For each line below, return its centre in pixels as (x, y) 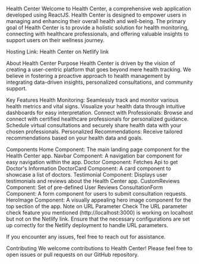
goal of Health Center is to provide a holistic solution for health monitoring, (97, 27)
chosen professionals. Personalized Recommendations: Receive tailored (94, 131)
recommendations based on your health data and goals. (75, 138)
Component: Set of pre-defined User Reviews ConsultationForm (85, 187)
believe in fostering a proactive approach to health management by (88, 76)
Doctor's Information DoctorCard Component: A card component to (89, 168)
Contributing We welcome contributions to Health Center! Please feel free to (99, 248)
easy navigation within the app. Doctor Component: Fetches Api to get (92, 162)
